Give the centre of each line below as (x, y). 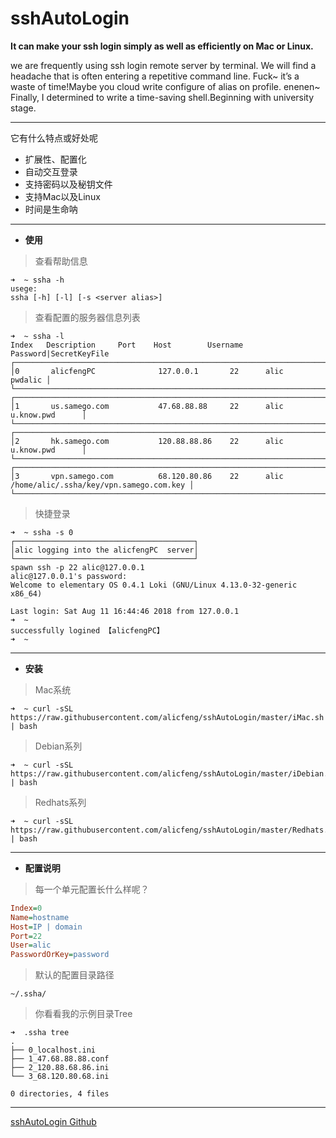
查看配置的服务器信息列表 (87, 317)
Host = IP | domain (46, 927)
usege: (24, 288)
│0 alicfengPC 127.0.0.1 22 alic (147, 371)
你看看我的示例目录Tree (83, 1014)
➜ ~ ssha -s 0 (42, 532)
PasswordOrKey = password (60, 955)
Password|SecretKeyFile (60, 353)
